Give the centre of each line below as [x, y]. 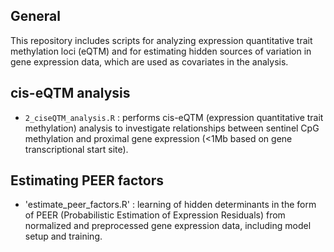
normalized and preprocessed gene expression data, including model [168, 226]
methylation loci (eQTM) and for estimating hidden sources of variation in [161, 51]
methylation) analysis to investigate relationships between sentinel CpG [172, 128]
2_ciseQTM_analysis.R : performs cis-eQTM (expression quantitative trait [174, 117]
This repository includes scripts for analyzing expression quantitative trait [161, 40]
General [36, 16]
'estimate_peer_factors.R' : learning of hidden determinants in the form [170, 205]
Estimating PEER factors [87, 180]
